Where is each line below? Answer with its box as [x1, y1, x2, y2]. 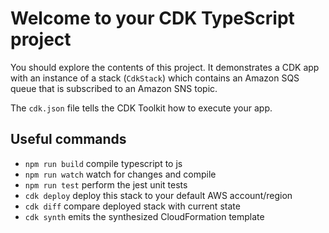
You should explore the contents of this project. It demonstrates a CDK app [10, 61, 320, 73]
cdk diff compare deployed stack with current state [24, 200, 241, 212]
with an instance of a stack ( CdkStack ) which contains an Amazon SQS [10, 72, 300, 84]
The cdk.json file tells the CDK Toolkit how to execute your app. [10, 102, 273, 114]
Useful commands [10, 131, 127, 148]
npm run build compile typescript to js [24, 157, 183, 169]
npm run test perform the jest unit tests [24, 178, 188, 191]
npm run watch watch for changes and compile [24, 168, 217, 180]
